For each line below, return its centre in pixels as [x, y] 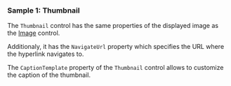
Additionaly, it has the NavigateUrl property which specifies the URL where [116, 47]
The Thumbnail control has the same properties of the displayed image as [113, 26]
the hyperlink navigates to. [46, 54]
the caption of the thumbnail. [49, 75]
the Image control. [34, 33]
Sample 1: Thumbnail [44, 10]
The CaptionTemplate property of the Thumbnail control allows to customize [115, 68]
